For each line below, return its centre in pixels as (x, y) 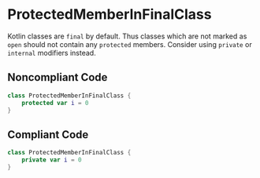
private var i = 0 (52, 160)
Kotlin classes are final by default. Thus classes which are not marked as (127, 36)
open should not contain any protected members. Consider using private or (130, 44)
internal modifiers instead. (52, 53)
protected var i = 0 (55, 103)
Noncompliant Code (58, 77)
